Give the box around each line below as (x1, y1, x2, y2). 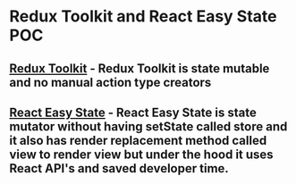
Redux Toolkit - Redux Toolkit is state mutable (9, 61, 270, 76)
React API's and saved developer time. (9, 161, 230, 176)
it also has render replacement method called (9, 132, 267, 148)
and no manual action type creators (9, 74, 212, 90)
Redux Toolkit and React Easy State (9, 6, 277, 27)
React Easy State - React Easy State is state (9, 105, 257, 120)
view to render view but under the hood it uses (9, 146, 275, 162)
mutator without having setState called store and (9, 119, 288, 134)
